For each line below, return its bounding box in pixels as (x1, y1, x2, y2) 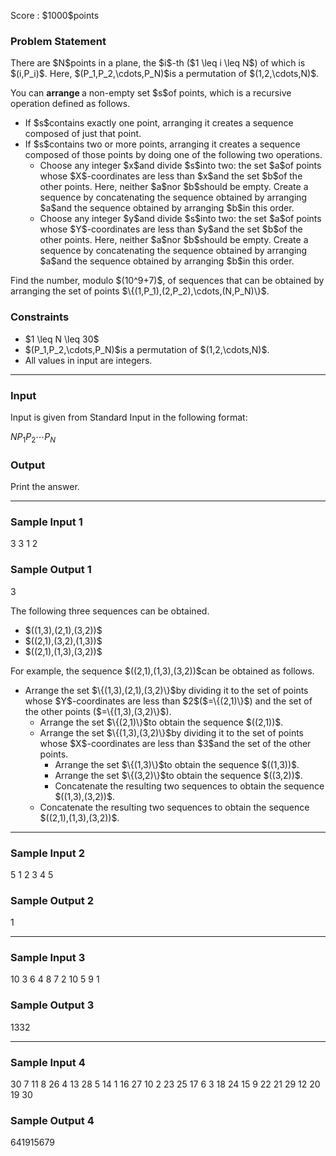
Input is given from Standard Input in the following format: (10, 411, 248, 423)
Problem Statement (10, 34, 107, 48)
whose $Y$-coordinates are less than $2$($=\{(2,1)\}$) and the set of (24, 695, 313, 707)
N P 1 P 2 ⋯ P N (10, 430, 57, 445)
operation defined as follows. (10, 98, 131, 110)
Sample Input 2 (10, 846, 85, 860)
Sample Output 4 (10, 1113, 95, 1127)
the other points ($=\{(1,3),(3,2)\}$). (24, 705, 172, 717)
